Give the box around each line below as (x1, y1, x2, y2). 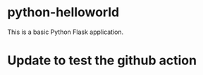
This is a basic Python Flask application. (7, 28, 124, 36)
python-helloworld (7, 4, 120, 21)
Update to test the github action (7, 52, 197, 69)
